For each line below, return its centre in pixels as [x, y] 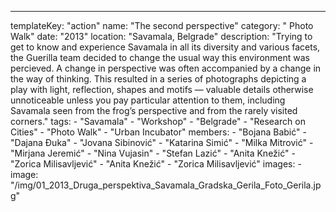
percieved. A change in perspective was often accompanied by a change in [166, 68]
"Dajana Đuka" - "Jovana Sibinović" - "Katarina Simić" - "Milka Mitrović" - [162, 142]
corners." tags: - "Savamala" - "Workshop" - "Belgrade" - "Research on [158, 121]
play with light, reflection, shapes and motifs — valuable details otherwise [162, 89]
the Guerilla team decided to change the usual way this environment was [160, 57]
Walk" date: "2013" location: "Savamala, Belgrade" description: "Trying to [161, 36]
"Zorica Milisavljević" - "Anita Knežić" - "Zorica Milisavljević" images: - [156, 164]
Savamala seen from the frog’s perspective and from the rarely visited [154, 110]
